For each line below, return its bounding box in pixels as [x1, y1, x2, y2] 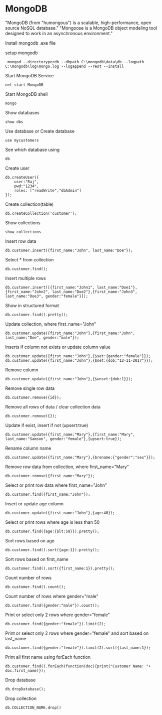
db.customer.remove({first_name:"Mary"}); [5, 473, 95, 478]
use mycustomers [5, 137, 39, 143]
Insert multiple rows [5, 275, 46, 281]
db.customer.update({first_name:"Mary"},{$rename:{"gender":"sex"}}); [5, 455, 155, 460]
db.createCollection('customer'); [5, 211, 77, 216]
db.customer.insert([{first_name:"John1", [5, 284, 95, 290]
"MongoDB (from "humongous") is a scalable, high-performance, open [5, 20, 151, 26]
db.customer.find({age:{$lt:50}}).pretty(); [5, 529, 99, 534]
